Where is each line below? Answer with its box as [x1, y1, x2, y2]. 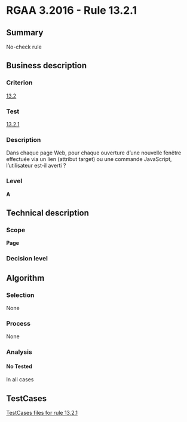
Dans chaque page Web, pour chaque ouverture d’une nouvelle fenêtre [6, 149, 182, 156]
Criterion [6, 78, 33, 87]
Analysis [6, 348, 33, 356]
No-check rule [6, 43, 42, 50]
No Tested [6, 363, 33, 370]
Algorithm [6, 273, 45, 283]
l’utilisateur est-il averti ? [6, 162, 66, 169]
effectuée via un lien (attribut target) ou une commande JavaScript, [6, 156, 172, 163]
